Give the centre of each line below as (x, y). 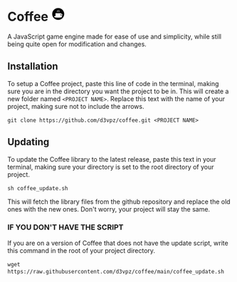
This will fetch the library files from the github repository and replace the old (119, 202)
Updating (28, 142)
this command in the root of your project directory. (81, 250)
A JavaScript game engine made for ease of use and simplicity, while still (115, 36)
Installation (33, 67)
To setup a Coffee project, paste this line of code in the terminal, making (113, 83)
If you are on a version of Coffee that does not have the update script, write (118, 243)
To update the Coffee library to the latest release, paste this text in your (112, 159)
